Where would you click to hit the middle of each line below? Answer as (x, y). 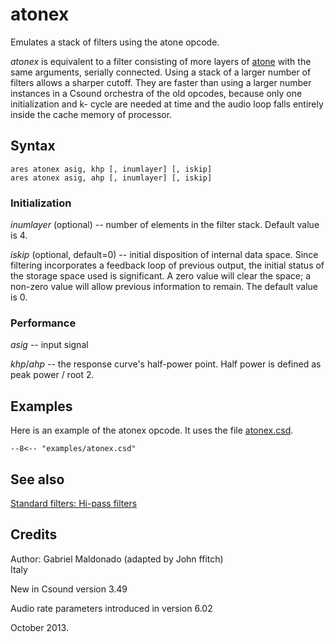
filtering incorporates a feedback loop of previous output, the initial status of (167, 265)
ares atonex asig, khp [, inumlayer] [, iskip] (111, 169)
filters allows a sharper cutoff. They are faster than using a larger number (161, 82)
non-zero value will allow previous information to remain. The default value (164, 287)
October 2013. (39, 627)
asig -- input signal (49, 345)
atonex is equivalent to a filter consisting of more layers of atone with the (161, 61)
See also (37, 479)
